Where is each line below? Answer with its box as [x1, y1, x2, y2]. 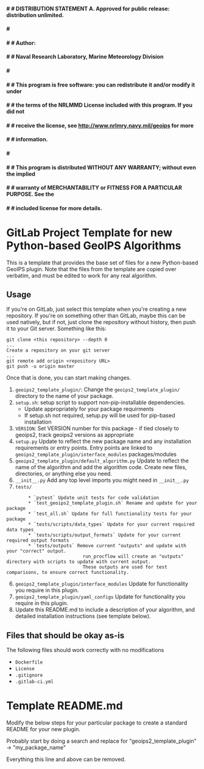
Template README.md [6, 699, 123, 713]
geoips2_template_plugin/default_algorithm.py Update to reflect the [15, 457, 189, 464]
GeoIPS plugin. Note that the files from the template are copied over [6, 265, 177, 272]
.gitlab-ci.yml [15, 679, 54, 685]
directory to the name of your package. [15, 392, 114, 400]
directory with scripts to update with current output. [6, 559, 151, 565]
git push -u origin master [6, 363, 75, 370]
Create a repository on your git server [6, 347, 111, 353]
